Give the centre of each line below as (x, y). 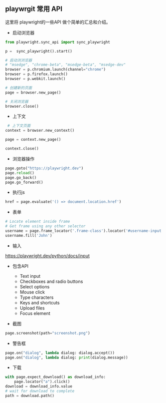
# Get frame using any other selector (45, 226)
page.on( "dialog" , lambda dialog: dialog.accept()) (60, 353)
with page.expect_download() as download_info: (56, 377)
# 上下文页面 (19, 126)
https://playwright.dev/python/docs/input (47, 256)
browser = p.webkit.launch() (35, 79)
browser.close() (22, 106)
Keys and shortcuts (40, 302)
